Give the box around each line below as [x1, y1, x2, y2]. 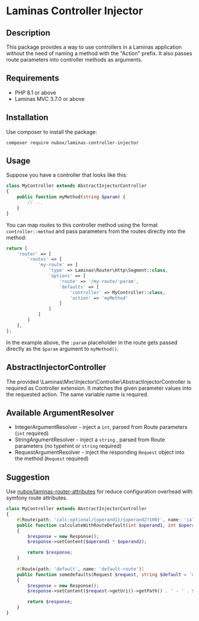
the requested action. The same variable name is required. [6, 390, 149, 398]
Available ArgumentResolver [6, 407, 114, 418]
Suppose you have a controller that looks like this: [6, 171, 128, 179]
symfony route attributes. [6, 494, 68, 502]
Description [6, 28, 50, 38]
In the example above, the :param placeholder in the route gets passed [6, 339, 178, 346]
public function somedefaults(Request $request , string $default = [17, 571, 187, 578]
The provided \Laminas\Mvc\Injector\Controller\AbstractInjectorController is [6, 378, 191, 385]
